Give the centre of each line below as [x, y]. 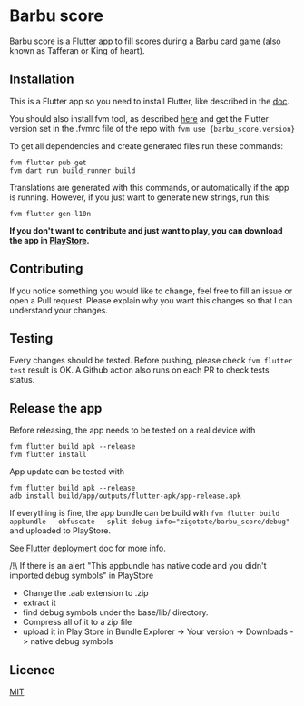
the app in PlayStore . [49, 240]
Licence [33, 670]
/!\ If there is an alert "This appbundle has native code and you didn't [138, 566]
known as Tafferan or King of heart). [77, 50]
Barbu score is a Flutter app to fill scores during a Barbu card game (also [145, 41]
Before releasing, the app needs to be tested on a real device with [132, 430]
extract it [39, 603]
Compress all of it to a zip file [77, 622]
